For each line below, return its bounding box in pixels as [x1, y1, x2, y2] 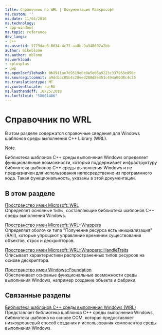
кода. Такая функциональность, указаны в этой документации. [5, 175, 136, 181]
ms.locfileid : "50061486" [5, 93, 57, 98]
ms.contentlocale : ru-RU [5, 84, 55, 89]
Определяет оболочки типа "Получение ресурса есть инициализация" [5, 227, 152, 233]
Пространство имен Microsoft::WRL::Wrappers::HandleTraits [5, 247, 129, 253]
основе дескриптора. [5, 257, 50, 263]
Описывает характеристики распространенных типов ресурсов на [5, 252, 145, 258]
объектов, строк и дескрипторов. [5, 237, 75, 243]
